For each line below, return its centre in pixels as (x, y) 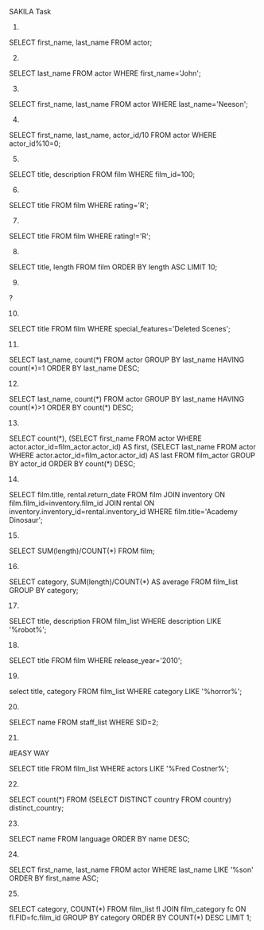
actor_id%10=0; (35, 143)
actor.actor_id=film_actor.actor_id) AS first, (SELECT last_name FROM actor (133, 447)
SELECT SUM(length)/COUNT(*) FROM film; (82, 551)
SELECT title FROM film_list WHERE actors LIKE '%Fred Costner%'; (119, 769)
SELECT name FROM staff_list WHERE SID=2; (83, 722)
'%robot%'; (28, 630)
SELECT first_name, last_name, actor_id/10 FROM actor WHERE (113, 135)
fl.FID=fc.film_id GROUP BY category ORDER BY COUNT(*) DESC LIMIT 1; (130, 917)
